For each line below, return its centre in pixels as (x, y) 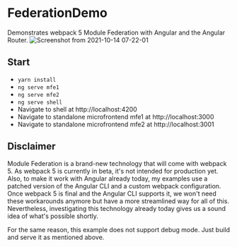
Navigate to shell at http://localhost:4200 (77, 109)
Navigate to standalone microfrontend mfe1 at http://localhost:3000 (116, 116)
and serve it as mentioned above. (56, 237)
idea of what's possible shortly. (53, 216)
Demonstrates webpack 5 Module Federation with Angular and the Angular (116, 32)
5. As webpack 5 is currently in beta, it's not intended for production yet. (113, 171)
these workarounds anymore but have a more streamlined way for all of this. (118, 201)
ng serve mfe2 (38, 95)
